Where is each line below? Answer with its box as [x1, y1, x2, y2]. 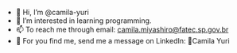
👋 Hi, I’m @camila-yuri [15, 8, 89, 17]
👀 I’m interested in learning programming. [15, 16, 152, 25]
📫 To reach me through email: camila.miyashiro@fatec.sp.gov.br [15, 25, 229, 34]
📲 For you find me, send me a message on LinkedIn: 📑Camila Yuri [15, 36, 230, 45]
